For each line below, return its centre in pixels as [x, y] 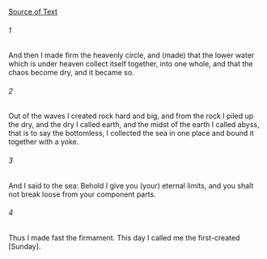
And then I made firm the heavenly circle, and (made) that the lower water [131, 55]
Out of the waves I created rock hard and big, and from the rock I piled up [131, 116]
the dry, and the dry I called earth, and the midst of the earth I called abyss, [134, 125]
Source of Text [33, 12]
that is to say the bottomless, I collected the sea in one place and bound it [131, 134]
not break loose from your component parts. [82, 194]
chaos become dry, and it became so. [72, 73]
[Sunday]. [25, 246]
